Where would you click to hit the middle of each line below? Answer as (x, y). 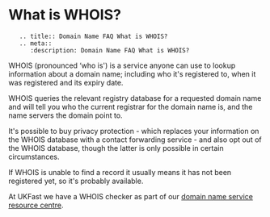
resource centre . (36, 205)
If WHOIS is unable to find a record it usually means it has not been (120, 172)
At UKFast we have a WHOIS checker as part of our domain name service (131, 196)
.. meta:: (36, 43)
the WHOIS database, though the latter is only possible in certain (116, 148)
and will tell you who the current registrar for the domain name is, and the (131, 106)
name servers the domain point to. (65, 115)
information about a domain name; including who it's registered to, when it (132, 73)
